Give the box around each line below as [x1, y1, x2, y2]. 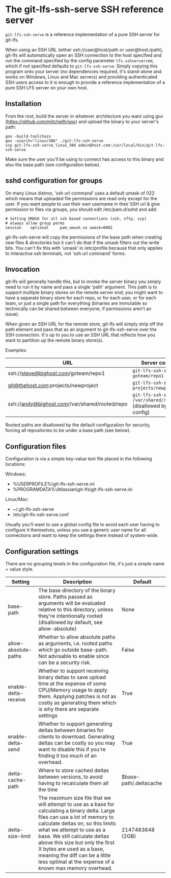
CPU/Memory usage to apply [38, 686, 108, 693]
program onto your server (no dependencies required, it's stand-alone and [5, 68, 162, 75]
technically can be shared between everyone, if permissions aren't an [5, 305, 152, 312]
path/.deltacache [121, 780, 162, 787]
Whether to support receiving [38, 668, 109, 674]
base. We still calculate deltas [38, 833, 109, 840]
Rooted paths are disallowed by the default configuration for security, [5, 422, 151, 428]
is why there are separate [38, 706, 99, 713]
